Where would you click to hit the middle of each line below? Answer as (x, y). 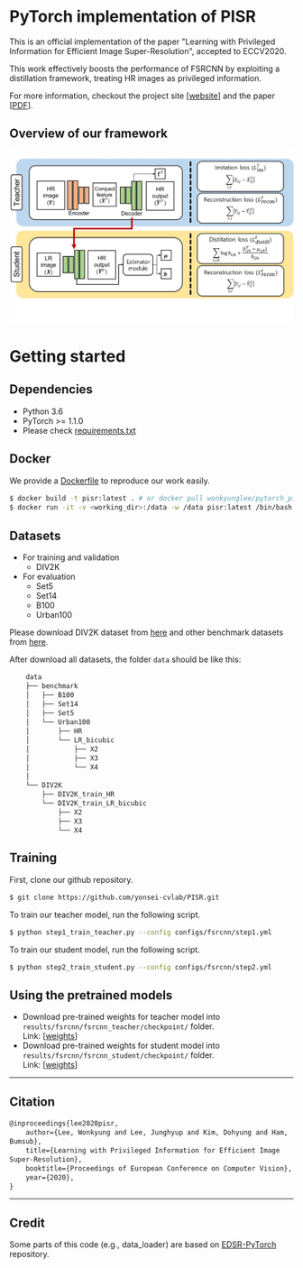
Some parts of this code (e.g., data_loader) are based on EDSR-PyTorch (143, 1244)
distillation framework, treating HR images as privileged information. (135, 78)
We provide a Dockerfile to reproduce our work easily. (110, 481)
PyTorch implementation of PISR (133, 17)
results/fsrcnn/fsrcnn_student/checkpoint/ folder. (118, 1055)
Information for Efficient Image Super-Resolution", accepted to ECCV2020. (148, 51)
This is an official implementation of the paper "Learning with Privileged (142, 41)
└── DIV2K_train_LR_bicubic (94, 804)
